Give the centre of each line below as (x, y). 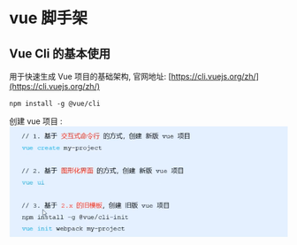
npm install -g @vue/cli (55, 103)
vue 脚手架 (49, 18)
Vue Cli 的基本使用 (60, 54)
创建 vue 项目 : (36, 121)
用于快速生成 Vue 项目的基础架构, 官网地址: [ (91, 77)
